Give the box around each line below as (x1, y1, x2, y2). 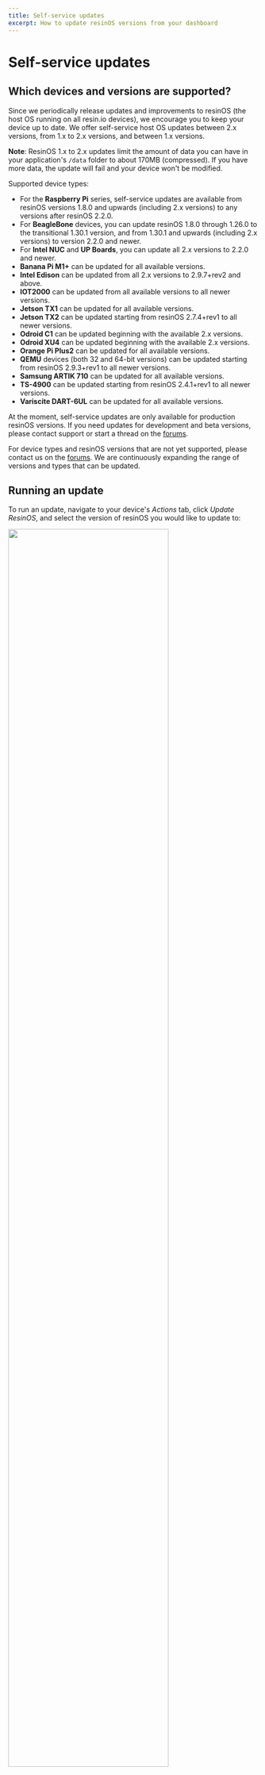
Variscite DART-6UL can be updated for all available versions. (19, 396, 224, 405)
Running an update (8, 483, 104, 497)
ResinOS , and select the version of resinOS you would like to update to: (8, 513, 241, 523)
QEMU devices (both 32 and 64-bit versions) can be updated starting (19, 354, 248, 363)
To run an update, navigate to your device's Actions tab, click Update (8, 505, 235, 514)
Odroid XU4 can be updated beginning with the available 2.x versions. (19, 337, 250, 347)
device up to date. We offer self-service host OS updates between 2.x (8, 122, 237, 132)
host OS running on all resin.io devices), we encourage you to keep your (8, 114, 244, 124)
